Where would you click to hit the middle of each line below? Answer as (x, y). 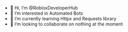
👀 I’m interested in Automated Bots (46, 13)
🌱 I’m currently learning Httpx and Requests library (63, 19)
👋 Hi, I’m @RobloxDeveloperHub (44, 8)
